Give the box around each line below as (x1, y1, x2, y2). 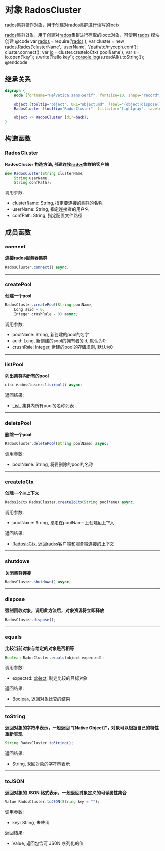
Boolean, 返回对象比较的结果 (12, 696, 70, 702)
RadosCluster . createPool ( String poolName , (5, 302, 93, 307)
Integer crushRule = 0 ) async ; (14, 311, 78, 317)
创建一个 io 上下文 (5, 490, 39, 496)
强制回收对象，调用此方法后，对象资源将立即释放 (5, 607, 104, 613)
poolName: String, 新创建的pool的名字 (12, 331, 89, 337)
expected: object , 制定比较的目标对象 (12, 675, 88, 681)
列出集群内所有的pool (5, 373, 49, 379)
